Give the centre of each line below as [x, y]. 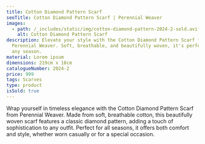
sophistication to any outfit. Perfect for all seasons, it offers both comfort [98, 128]
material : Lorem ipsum [35, 57]
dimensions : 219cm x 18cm [39, 63]
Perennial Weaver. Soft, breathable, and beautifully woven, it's [98, 46]
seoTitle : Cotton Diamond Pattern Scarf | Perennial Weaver [85, 18]
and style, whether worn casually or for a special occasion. [81, 134]
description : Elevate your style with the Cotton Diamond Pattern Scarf [101, 40]
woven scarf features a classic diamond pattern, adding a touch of [90, 121]
